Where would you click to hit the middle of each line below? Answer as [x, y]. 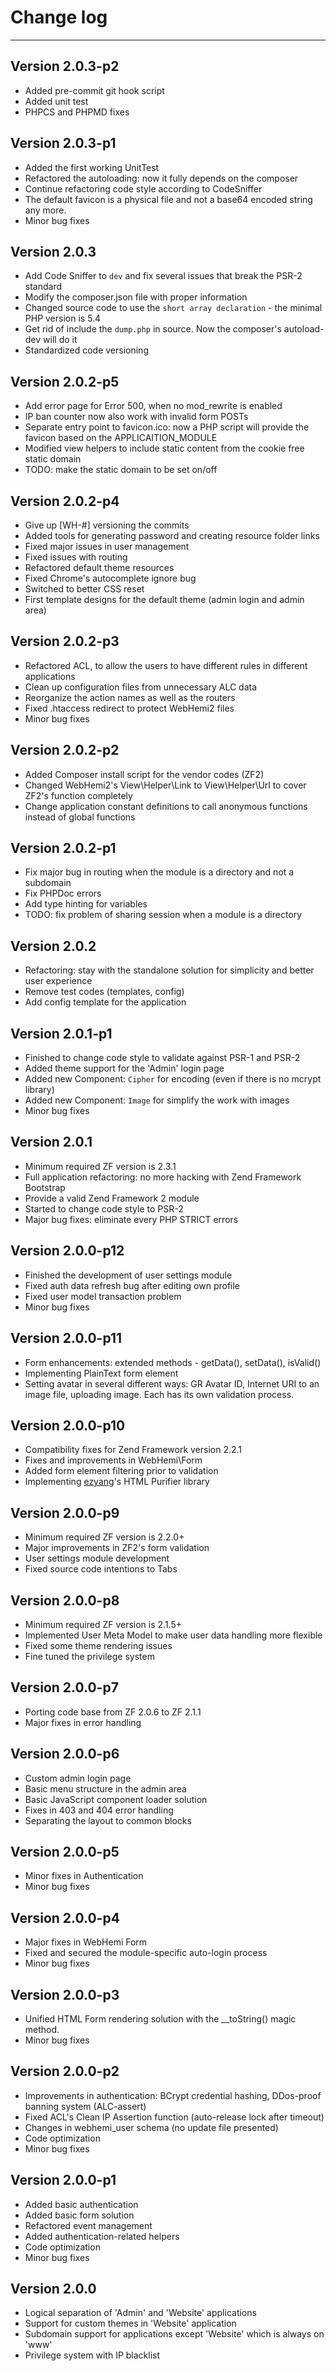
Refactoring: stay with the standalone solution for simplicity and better [169, 970]
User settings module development [97, 1558]
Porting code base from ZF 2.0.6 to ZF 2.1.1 [113, 1712]
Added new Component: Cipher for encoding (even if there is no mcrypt [173, 1079]
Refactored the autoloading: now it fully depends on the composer [161, 178]
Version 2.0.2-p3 [65, 641]
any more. [45, 210]
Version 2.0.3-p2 [65, 66]
